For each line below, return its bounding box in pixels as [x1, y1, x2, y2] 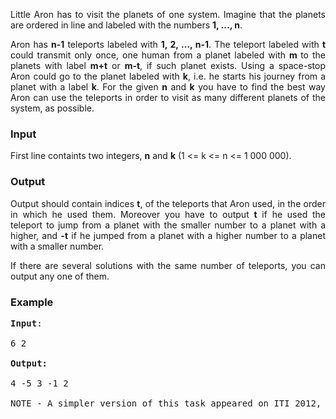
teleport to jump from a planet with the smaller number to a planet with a [10, 219, 326, 231]
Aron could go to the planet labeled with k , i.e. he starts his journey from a [10, 70, 326, 82]
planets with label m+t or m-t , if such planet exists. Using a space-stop [10, 60, 326, 71]
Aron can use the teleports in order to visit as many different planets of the [10, 92, 326, 103]
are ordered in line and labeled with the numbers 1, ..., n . [10, 19, 243, 31]
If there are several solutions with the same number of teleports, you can [10, 259, 326, 271]
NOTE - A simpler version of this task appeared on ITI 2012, [10, 397, 322, 409]
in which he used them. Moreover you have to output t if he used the [10, 208, 326, 220]
